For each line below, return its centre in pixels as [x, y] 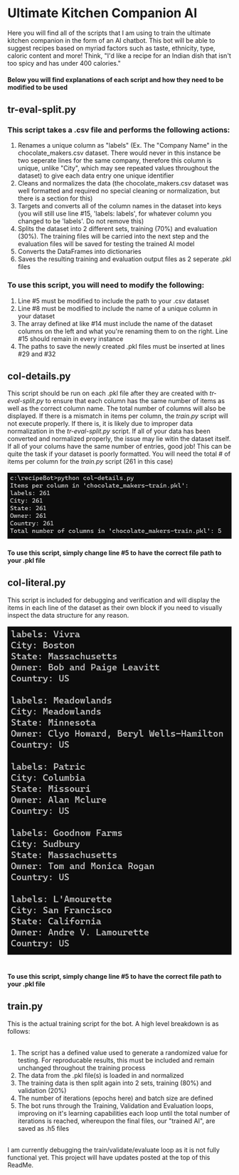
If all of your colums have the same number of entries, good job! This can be [119, 447]
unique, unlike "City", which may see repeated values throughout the [118, 168]
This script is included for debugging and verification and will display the [114, 600]
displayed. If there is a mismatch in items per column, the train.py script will [118, 416]
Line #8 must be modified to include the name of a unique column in [118, 308]
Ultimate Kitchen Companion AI [102, 13]
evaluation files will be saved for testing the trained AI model [106, 244]
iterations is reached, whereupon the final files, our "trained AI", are [116, 1121]
